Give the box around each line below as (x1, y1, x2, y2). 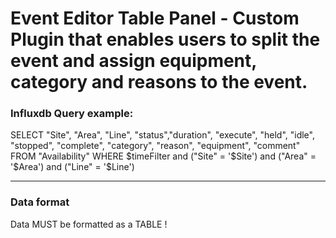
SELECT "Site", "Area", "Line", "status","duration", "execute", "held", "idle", (10, 129, 315, 141)
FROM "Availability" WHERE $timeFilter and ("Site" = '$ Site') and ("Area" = (10, 150, 317, 162)
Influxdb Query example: (10, 107, 134, 121)
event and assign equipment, (10, 50, 257, 72)
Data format (10, 195, 70, 209)
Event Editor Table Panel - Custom (10, 7, 300, 30)
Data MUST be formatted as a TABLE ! (10, 218, 168, 230)
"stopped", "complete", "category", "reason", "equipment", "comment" (10, 140, 301, 152)
